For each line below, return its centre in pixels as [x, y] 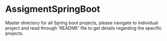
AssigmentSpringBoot [53, 9]
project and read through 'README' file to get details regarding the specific [84, 28]
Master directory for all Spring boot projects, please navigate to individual [81, 23]
